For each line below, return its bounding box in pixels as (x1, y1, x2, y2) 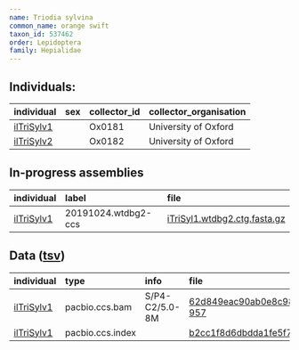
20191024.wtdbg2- (65, 207, 152, 219)
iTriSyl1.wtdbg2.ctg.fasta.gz (166, 212, 286, 224)
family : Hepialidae (9, 46, 82, 55)
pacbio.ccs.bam (65, 300, 132, 313)
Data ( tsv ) (9, 248, 66, 264)
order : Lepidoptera (9, 37, 82, 47)
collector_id (88, 105, 141, 118)
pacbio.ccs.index (65, 326, 136, 338)
